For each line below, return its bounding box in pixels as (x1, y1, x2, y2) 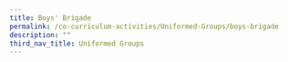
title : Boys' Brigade (9, 13, 92, 23)
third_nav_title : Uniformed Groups (9, 38, 145, 48)
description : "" (9, 30, 71, 39)
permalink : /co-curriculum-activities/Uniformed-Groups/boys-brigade (9, 22, 280, 31)
